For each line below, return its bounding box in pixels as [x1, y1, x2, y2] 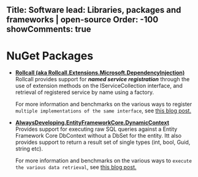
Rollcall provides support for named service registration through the [15, 76, 190, 83]
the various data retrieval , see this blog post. [15, 163, 137, 171]
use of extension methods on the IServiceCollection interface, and [15, 82, 183, 90]
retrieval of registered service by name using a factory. [15, 88, 154, 96]
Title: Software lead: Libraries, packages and [6, 5, 181, 15]
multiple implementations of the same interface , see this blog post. [15, 107, 192, 114]
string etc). [15, 145, 43, 152]
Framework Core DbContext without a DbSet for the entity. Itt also [15, 132, 182, 140]
